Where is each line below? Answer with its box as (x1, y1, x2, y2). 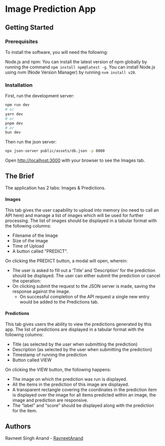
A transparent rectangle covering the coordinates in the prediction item (12, 387, 157, 393)
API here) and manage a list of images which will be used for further (5, 213, 144, 219)
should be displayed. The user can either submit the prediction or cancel (12, 273, 161, 279)
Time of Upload (12, 243, 44, 249)
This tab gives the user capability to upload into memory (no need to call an (5, 207, 159, 213)
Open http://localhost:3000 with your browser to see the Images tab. (5, 157, 145, 164)
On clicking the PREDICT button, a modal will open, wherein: (5, 258, 128, 264)
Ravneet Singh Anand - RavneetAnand (5, 435, 83, 441)
